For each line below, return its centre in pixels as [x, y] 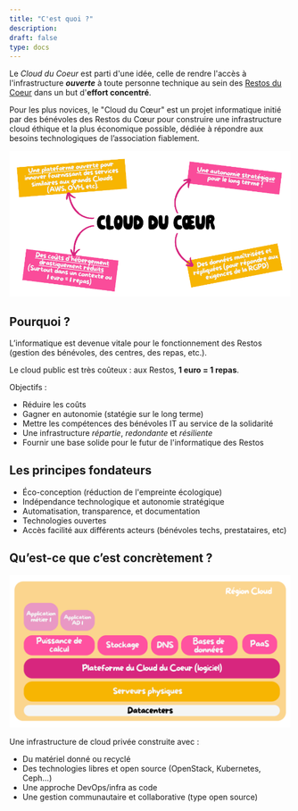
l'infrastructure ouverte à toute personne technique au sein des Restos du [146, 83]
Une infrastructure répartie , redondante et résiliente [117, 433]
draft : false [33, 38]
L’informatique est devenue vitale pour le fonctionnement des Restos [136, 343]
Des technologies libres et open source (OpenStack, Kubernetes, [141, 769]
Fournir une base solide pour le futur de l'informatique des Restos [143, 443]
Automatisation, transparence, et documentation [111, 511]
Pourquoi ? [40, 322]
